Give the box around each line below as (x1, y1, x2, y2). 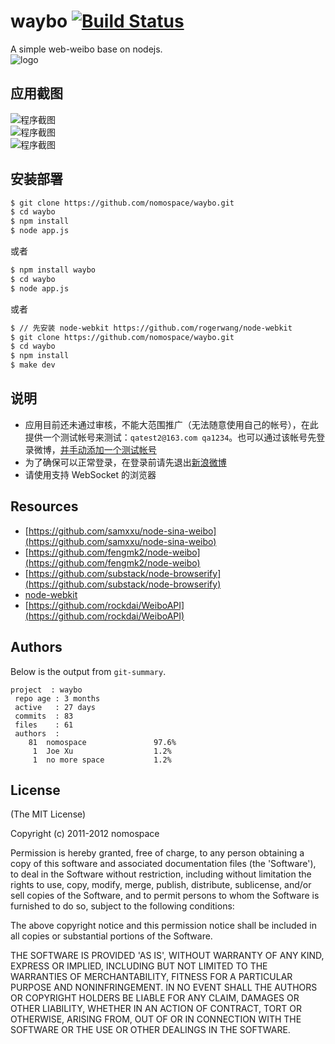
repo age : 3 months (14, 693, 101, 704)
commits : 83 (14, 711, 74, 721)
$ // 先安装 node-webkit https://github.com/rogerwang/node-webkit (10, 323, 293, 333)
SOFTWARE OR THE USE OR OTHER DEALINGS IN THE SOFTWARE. (10, 1024, 291, 1036)
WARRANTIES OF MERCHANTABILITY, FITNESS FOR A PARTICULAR (10, 971, 293, 983)
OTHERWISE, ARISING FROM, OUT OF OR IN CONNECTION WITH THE (10, 1013, 302, 1025)
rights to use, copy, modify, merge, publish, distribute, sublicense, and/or (10, 879, 312, 891)
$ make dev (10, 360, 56, 370)
